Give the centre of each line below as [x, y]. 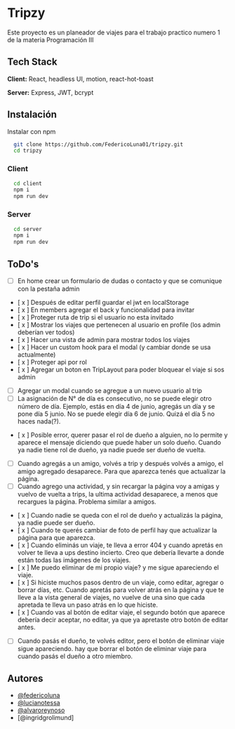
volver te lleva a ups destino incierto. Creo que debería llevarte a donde [121, 553]
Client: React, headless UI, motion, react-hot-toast [81, 79]
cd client [28, 183]
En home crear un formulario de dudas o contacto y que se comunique [120, 281]
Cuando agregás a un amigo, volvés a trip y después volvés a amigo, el [120, 464]
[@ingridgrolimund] [46, 718]
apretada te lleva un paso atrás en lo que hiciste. [87, 605]
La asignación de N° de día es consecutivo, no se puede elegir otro [114, 399]
